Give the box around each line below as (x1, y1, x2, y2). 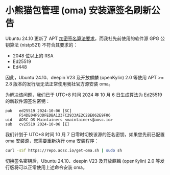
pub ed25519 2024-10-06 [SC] (5, 108, 72, 113)
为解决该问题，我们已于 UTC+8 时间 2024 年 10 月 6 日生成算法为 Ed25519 (5, 92, 162, 98)
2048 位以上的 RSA (12, 52, 54, 59)
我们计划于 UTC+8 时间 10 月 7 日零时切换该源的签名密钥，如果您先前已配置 (5, 131, 165, 137)
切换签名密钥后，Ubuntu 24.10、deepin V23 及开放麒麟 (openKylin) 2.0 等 (5, 158, 160, 164)
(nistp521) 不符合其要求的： (19, 41, 78, 48)
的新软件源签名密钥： (5, 98, 50, 104)
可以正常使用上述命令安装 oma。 (18, 164, 88, 170)
